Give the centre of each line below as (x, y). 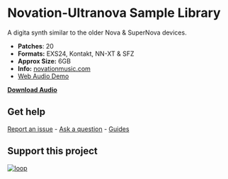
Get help (27, 112)
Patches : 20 (36, 46)
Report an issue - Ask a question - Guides (68, 129)
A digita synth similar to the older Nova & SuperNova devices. (97, 32)
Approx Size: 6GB (44, 61)
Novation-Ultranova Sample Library (114, 13)
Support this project (52, 151)
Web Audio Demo (43, 76)
